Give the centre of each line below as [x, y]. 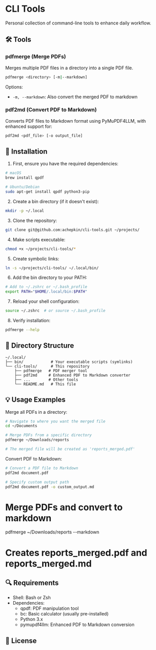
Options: [14, 87]
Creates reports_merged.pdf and [76, 553]
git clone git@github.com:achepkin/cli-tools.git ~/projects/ [72, 230]
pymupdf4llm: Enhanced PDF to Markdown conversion [77, 625]
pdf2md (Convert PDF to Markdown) [51, 110]
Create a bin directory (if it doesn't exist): [56, 201]
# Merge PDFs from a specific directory [49, 435]
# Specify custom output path [37, 482]
